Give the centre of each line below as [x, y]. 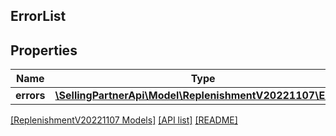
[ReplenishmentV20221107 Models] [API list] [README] [124, 120]
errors [30, 96]
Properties [44, 50]
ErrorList [38, 16]
